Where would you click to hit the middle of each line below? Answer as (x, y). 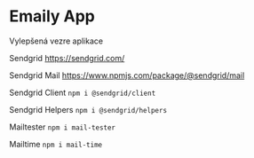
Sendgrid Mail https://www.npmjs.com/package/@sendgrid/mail (127, 75)
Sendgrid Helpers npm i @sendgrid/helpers (88, 109)
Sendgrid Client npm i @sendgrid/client (83, 92)
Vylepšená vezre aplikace (56, 41)
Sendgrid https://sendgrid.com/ (67, 58)
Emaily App (52, 16)
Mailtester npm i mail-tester (63, 127)
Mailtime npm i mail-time (56, 144)
